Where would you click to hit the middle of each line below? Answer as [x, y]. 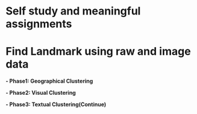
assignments [39, 24]
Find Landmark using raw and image [98, 52]
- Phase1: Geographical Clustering [49, 81]
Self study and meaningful [73, 11]
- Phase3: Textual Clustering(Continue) [56, 104]
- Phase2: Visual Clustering [41, 93]
